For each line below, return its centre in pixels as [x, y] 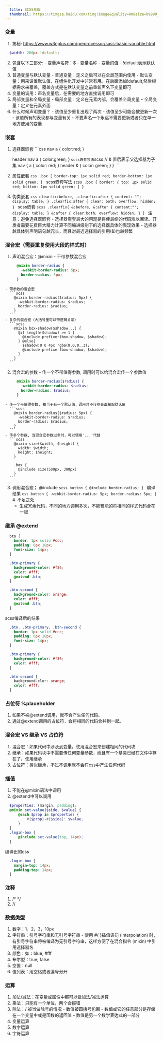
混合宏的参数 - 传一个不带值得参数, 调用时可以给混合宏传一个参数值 [79, 372]
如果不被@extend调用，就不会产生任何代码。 [57, 715]
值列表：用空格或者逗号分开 [40, 971]
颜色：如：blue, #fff [32, 953]
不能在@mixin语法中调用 [37, 790]
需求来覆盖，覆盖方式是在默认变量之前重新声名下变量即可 [74, 87]
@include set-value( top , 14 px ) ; [50, 837]
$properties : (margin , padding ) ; [43, 805]
